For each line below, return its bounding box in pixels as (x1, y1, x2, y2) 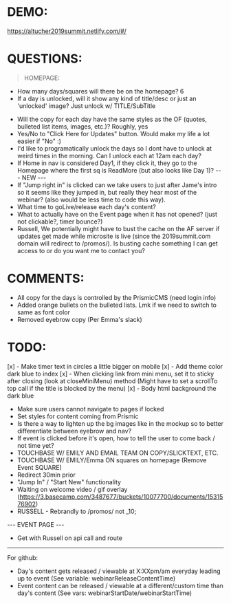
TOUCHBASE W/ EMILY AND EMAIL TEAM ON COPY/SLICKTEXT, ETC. (16, 449, 219, 457)
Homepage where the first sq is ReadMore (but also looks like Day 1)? (16, 166, 214, 174)
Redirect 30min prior (16, 471, 76, 479)
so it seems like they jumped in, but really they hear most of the (16, 188, 197, 196)
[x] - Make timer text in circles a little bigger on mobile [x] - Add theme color (7, 362, 223, 370)
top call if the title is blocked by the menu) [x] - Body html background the (7, 384, 217, 392)
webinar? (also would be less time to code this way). (16, 195, 166, 204)
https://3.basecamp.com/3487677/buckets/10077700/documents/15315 (19, 493, 223, 501)
